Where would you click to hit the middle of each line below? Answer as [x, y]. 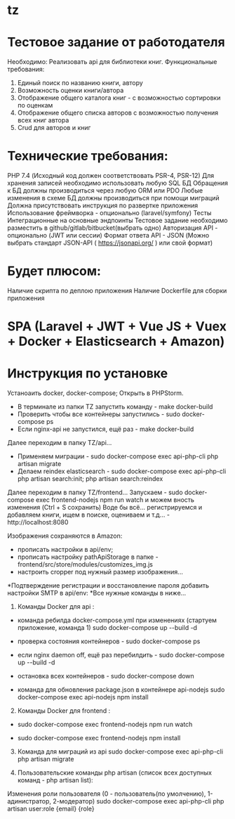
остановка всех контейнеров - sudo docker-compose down [106, 676]
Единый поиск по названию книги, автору [80, 83]
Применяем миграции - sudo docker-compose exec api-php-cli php [118, 456]
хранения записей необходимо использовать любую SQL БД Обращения [117, 183]
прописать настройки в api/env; [65, 550]
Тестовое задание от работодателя [116, 43]
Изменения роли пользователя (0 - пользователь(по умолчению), [107, 794]
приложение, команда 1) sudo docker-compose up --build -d [107, 628]
